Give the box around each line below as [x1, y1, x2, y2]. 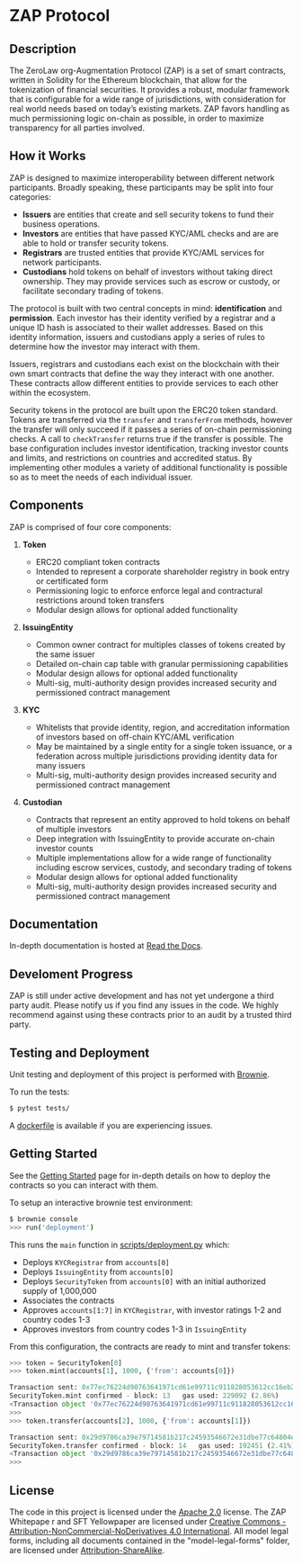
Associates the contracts [22, 1295, 115, 1306]
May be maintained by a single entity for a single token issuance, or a [35, 741, 293, 751]
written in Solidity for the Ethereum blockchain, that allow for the [9, 75, 247, 85]
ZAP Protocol [9, 5, 111, 26]
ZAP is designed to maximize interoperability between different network [9, 172, 276, 183]
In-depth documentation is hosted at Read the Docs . [9, 940, 204, 951]
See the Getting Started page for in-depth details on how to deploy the [9, 1170, 271, 1181]
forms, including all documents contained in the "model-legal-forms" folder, [9, 1535, 290, 1546]
